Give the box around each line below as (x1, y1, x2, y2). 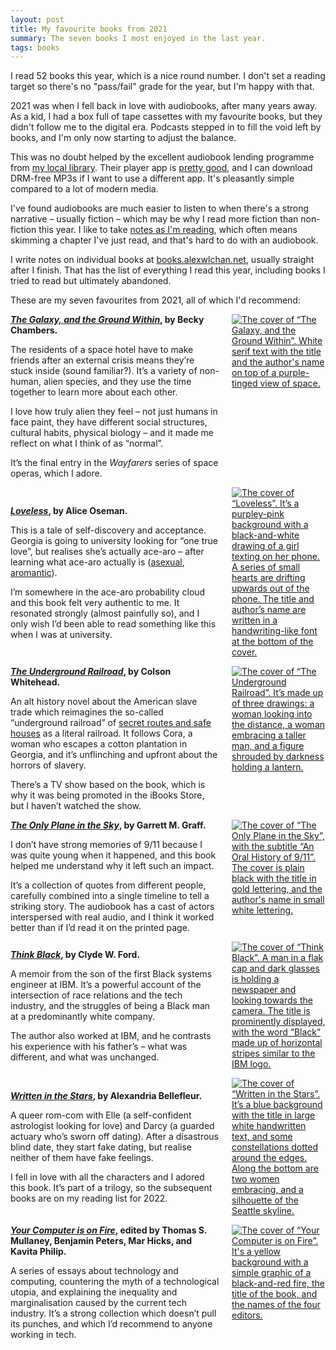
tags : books (10, 42, 60, 53)
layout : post (10, 14, 65, 25)
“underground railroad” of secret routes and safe (10, 717, 212, 729)
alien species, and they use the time (43, 376, 192, 388)
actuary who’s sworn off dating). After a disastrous (10, 1131, 219, 1143)
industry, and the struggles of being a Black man (10, 999, 211, 1011)
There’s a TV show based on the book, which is (10, 779, 206, 791)
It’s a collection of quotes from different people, (10, 879, 207, 891)
